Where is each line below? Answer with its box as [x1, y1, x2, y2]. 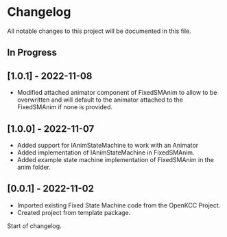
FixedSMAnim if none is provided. [16, 103, 113, 111]
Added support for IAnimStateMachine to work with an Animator [16, 141, 199, 149]
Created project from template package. [16, 208, 131, 216]
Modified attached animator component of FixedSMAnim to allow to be [16, 89, 217, 97]
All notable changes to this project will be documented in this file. [7, 27, 192, 35]
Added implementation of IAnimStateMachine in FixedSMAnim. [16, 148, 195, 157]
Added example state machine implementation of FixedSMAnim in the [16, 155, 215, 163]
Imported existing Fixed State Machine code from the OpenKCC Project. [16, 201, 221, 210]
